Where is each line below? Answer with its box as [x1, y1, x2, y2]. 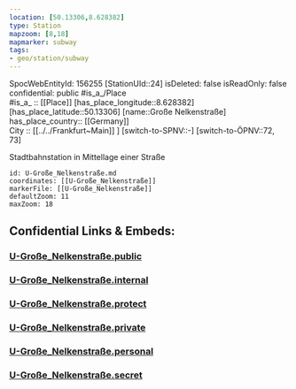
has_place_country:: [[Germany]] [9, 116, 130, 126]
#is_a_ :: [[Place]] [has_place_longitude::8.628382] [9, 97, 195, 107]
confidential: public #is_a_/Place [9, 88, 127, 98]
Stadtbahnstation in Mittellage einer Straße [9, 152, 166, 162]
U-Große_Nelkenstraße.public [9, 250, 143, 263]
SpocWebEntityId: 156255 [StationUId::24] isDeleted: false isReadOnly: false [9, 79, 287, 88]
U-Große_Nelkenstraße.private [9, 322, 146, 334]
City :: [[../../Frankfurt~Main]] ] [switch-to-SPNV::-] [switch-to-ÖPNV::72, [9, 126, 275, 135]
